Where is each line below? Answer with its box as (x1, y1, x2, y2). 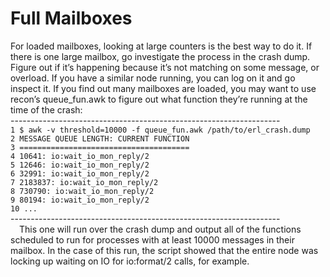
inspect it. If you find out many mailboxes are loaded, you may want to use (10, 82, 317, 94)
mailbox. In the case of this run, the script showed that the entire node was (10, 244, 319, 256)
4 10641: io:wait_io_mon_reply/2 (10, 151, 150, 161)
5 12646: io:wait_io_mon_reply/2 (10, 160, 150, 170)
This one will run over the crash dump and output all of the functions (19, 223, 302, 235)
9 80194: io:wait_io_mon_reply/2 (10, 195, 150, 205)
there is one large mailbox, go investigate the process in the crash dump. (10, 50, 311, 62)
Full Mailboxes (10, 7, 133, 30)
